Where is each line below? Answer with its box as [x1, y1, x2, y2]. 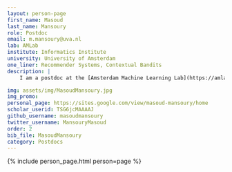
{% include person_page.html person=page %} [7, 157, 142, 166]
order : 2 [7, 125, 32, 132]
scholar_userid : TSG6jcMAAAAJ [7, 106, 95, 113]
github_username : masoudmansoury [7, 113, 104, 120]
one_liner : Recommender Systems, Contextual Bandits [7, 61, 162, 68]
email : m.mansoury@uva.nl [7, 36, 81, 43]
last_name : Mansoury [7, 23, 67, 30]
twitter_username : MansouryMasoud [7, 119, 107, 126]
